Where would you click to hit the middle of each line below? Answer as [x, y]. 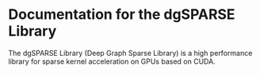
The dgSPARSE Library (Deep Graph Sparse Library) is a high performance [130, 53]
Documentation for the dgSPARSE [122, 15]
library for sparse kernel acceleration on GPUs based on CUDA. [112, 61]
